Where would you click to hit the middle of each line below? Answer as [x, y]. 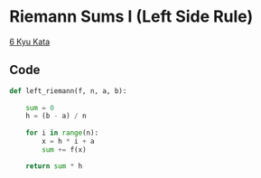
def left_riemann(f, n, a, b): [68, 91]
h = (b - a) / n [56, 116]
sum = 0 [40, 108]
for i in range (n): [62, 133]
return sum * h [54, 166]
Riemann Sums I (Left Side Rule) [131, 17]
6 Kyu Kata [30, 42]
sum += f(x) [65, 150]
